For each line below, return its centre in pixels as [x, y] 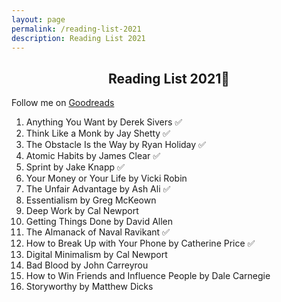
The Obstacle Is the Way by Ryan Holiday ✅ [115, 145]
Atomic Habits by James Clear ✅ [93, 156]
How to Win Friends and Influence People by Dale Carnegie [148, 276]
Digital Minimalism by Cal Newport [96, 255]
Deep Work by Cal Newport [82, 211]
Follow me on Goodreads [63, 103]
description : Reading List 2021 [78, 38]
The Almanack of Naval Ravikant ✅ [97, 232]
